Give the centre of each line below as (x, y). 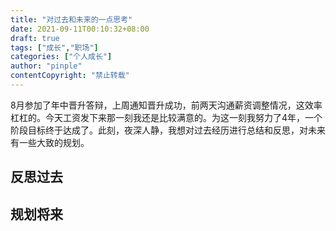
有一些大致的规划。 (50, 142)
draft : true (35, 38)
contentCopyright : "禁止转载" (70, 76)
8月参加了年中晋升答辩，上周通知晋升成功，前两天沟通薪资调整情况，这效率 (166, 105)
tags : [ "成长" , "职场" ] (54, 47)
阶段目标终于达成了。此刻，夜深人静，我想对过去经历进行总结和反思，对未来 (168, 130)
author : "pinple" (46, 66)
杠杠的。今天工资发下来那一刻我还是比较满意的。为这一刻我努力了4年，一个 (166, 117)
